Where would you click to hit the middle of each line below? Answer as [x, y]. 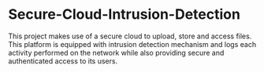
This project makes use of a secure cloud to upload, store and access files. [130, 36]
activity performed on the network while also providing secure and [116, 52]
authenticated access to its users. [63, 61]
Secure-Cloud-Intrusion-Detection [124, 14]
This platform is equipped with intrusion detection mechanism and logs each [132, 44]
